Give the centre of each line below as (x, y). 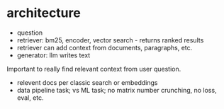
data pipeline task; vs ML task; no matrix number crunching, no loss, (117, 90)
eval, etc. (30, 98)
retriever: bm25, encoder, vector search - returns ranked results (110, 40)
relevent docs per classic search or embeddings (87, 82)
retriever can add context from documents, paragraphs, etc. (105, 47)
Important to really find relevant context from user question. (94, 69)
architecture (44, 13)
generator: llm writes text (54, 55)
